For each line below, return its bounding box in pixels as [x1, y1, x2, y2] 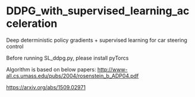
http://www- [97, 65, 128, 73]
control [6, 43, 24, 50]
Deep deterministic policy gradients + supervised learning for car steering [6, 36, 187, 43]
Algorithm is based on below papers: [6, 65, 96, 73]
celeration [6, 17, 58, 30]
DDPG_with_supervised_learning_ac [6, 4, 190, 18]
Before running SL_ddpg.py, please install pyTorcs [6, 54, 129, 61]
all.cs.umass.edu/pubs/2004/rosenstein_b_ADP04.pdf [6, 72, 139, 79]
